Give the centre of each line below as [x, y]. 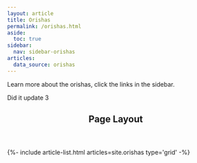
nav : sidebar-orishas [44, 52]
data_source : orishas [44, 65]
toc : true [27, 39]
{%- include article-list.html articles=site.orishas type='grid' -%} [99, 153]
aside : [17, 33]
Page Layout [116, 119]
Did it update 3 [28, 98]
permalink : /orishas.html [44, 26]
